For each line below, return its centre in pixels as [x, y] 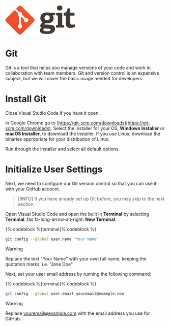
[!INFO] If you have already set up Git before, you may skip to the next [91, 199]
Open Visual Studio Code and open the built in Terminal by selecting [77, 214]
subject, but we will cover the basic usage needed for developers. [74, 78]
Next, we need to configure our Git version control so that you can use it [81, 183]
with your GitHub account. [33, 189]
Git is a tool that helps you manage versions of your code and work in [78, 68]
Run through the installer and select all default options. [63, 149]
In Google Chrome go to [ [32, 123]
